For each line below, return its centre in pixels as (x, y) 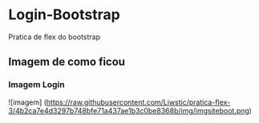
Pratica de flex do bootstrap (55, 37)
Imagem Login (37, 85)
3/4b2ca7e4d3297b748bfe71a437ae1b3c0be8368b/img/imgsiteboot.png (129, 110)
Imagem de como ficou (67, 62)
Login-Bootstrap (64, 15)
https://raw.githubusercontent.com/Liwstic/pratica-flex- (138, 102)
